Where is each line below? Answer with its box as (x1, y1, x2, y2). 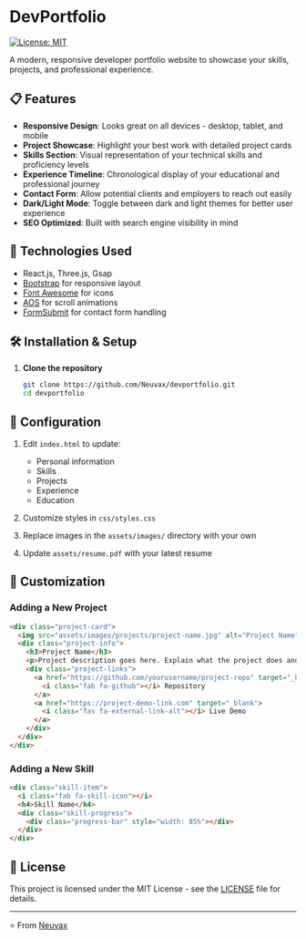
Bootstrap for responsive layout (22, 277, 141, 288)
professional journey (22, 178, 100, 189)
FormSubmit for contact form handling (22, 306, 167, 317)
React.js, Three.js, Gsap (22, 267, 112, 279)
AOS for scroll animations (22, 296, 118, 307)
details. (9, 893, 37, 903)
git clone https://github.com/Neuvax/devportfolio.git (22, 380, 236, 389)
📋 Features (9, 91, 76, 107)
